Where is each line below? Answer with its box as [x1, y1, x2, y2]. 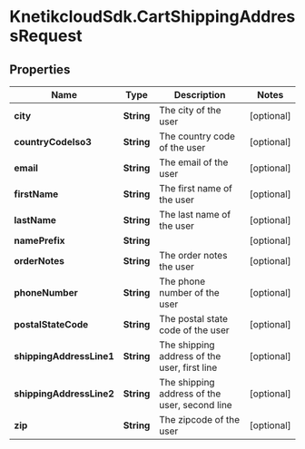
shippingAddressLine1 [14, 350, 115, 362]
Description [173, 89, 226, 101]
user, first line [158, 361, 218, 374]
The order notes [158, 249, 228, 261]
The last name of [158, 209, 231, 220]
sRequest [9, 25, 84, 46]
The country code [158, 130, 236, 142]
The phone [158, 275, 206, 288]
